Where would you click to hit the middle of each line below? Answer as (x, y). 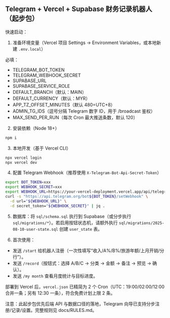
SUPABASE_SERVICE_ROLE (41, 86)
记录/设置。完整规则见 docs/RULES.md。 (54, 310)
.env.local (30, 49)
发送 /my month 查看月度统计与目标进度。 (55, 276)
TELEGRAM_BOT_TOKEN (38, 69)
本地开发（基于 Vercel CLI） (42, 148)
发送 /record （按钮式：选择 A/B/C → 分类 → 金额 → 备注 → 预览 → (82, 263)
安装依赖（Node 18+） (36, 128)
